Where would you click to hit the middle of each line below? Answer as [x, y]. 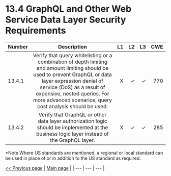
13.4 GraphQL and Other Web [68, 9]
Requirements [36, 31]
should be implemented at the [73, 127]
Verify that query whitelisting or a [73, 55]
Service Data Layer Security [66, 20]
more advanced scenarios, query [73, 100]
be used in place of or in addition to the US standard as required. [73, 158]
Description [73, 46]
